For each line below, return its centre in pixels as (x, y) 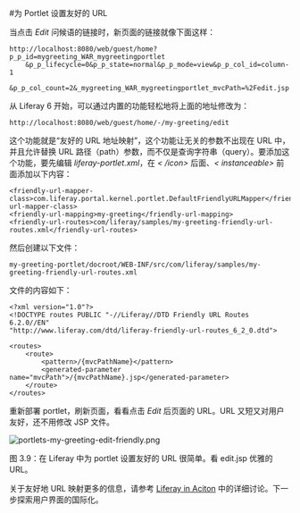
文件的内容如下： (41, 290)
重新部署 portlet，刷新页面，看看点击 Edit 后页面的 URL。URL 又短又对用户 (147, 411)
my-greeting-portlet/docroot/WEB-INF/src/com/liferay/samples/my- (135, 265)
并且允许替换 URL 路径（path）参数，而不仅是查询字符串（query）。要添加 (146, 151)
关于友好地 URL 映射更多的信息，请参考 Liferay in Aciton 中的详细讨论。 (141, 488)
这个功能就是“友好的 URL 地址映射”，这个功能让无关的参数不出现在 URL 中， (150, 140)
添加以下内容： (44, 174)
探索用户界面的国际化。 (60, 500)
